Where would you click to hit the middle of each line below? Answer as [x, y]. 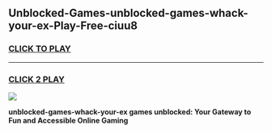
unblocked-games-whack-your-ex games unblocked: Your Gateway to [130, 111]
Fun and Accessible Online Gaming [68, 120]
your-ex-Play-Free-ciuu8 [73, 26]
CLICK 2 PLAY [36, 79]
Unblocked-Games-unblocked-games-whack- [128, 13]
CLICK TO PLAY [40, 49]
